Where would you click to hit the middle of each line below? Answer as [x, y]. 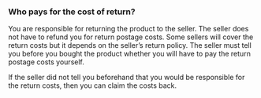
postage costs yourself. [47, 62]
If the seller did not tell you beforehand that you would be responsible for [127, 78]
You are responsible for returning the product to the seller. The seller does [129, 29]
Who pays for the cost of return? [72, 12]
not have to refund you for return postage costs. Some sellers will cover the [131, 37]
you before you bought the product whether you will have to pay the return [129, 54]
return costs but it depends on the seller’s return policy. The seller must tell [130, 45]
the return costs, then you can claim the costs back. [93, 85]
